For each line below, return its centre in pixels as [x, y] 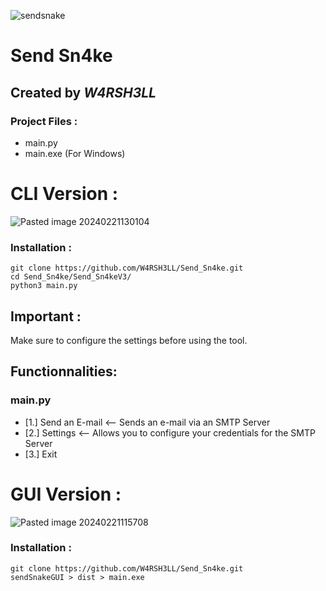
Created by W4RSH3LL [83, 92]
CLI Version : [64, 194]
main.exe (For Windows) [75, 153]
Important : [46, 316]
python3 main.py [44, 286]
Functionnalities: [64, 371]
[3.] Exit [41, 454]
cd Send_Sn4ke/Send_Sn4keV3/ [71, 277]
